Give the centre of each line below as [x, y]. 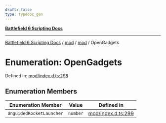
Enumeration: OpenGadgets [64, 62]
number [76, 113]
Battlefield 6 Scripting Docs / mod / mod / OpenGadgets [62, 42]
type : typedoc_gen [24, 14]
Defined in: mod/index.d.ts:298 [37, 76]
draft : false [19, 10]
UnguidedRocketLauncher [36, 113]
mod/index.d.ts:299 [111, 114]
